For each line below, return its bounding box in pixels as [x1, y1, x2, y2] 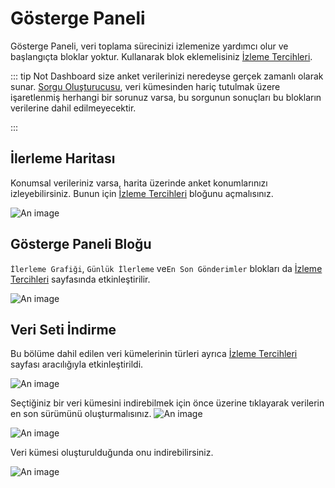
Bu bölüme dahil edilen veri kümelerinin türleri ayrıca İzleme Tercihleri [10, 348, 298, 360]
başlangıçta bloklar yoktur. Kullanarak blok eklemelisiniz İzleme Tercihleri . [10, 50, 313, 62]
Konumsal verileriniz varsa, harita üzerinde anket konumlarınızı [10, 177, 268, 189]
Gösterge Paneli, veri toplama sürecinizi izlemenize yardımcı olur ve [10, 40, 289, 52]
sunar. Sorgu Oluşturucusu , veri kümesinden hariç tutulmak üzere [10, 80, 281, 92]
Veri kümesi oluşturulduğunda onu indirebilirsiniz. [10, 447, 214, 459]
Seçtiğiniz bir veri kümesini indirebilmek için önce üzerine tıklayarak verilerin [10, 397, 325, 409]
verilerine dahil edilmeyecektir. [10, 102, 137, 114]
